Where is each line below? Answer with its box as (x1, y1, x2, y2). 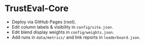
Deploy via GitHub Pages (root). (11, 19, 77, 25)
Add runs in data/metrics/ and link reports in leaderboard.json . (11, 34, 141, 40)
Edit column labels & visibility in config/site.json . (11, 24, 114, 30)
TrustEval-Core (4, 3, 69, 14)
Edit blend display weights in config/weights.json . (11, 29, 114, 35)
